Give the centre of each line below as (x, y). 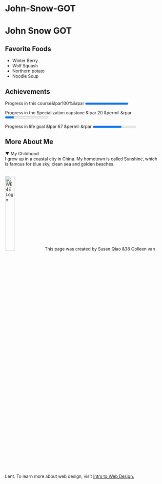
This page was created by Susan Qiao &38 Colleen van (100, 249)
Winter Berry (25, 61)
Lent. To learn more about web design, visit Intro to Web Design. (70, 476)
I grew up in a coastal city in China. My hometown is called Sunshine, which (81, 159)
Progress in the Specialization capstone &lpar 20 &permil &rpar (68, 113)
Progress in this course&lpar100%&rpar (45, 103)
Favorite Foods (28, 49)
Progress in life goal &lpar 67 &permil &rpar (48, 126)
